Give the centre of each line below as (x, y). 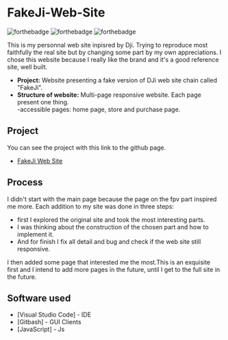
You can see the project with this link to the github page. (87, 147)
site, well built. (27, 67)
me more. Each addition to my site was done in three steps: (91, 206)
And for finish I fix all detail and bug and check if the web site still (109, 241)
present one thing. (43, 102)
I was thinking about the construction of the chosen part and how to (113, 227)
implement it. (35, 234)
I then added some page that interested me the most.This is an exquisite (109, 262)
